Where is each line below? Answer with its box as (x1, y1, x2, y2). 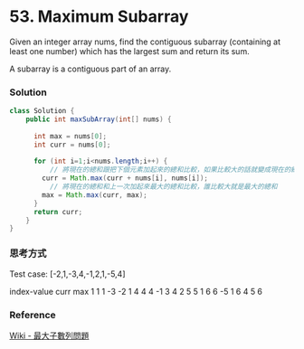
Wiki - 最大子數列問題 (9, 330, 90, 341)
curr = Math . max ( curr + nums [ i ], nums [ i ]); (42, 174, 208, 183)
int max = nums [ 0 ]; (33, 131, 107, 141)
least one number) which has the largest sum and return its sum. (9, 45, 251, 56)
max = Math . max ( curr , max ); (42, 190, 147, 200)
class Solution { (9, 107, 75, 116)
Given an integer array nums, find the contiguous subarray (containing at (9, 36, 281, 47)
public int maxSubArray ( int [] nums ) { (25, 115, 172, 124)
